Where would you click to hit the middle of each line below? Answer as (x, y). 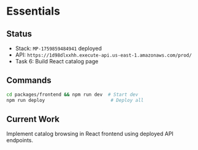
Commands (29, 80)
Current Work (33, 119)
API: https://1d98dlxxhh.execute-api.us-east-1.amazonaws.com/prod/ (103, 55)
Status (19, 34)
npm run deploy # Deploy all (75, 100)
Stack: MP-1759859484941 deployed (59, 48)
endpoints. (20, 140)
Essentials (33, 11)
